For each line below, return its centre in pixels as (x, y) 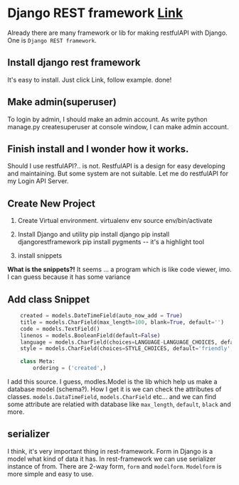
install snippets (40, 256)
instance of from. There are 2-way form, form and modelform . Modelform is (115, 466)
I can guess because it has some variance (69, 277)
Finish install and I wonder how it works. (98, 149)
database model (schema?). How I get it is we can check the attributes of (115, 389)
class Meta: (38, 361)
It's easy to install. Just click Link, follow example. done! (90, 80)
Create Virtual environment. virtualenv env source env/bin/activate (115, 221)
